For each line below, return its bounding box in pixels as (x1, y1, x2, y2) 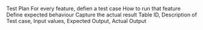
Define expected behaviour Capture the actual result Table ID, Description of (6, 11, 198, 18)
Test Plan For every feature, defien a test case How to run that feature (6, 5, 181, 12)
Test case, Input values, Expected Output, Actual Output (6, 18, 147, 24)
